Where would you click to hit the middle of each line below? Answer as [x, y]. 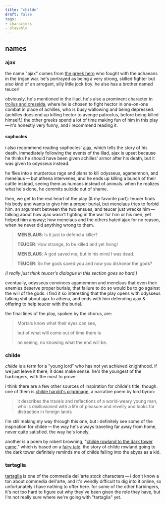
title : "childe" [22, 10]
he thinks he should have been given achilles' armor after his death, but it [80, 158]
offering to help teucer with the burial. [44, 304]
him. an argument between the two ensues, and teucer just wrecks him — [80, 209]
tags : [11, 19]
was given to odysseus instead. [37, 164]
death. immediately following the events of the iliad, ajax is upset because [81, 153]
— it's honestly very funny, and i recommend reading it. [61, 125]
